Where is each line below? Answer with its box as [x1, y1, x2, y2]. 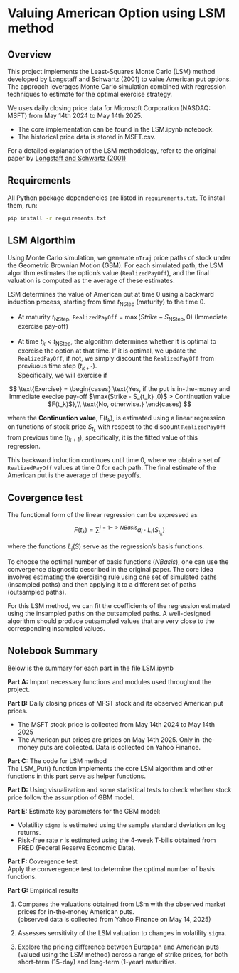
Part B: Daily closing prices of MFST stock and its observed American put [7, 698, 223, 707]
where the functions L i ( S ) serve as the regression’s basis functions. [7, 542, 205, 552]
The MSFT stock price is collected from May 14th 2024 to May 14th [17, 720, 216, 728]
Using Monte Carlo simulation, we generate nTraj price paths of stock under [7, 253, 231, 262]
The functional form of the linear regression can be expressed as [7, 511, 198, 519]
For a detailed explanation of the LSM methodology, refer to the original [7, 147, 217, 154]
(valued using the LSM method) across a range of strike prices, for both [17, 950, 228, 958]
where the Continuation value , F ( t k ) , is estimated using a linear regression [7, 413, 225, 424]
